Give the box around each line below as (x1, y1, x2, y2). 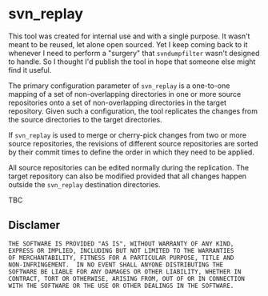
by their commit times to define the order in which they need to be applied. (8, 147, 254, 157)
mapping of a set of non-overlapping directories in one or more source (8, 89, 242, 98)
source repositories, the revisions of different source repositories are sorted (8, 138, 258, 148)
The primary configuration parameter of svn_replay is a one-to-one (8, 81, 230, 90)
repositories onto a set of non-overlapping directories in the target (8, 98, 226, 107)
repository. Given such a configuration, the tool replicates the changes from (8, 106, 258, 116)
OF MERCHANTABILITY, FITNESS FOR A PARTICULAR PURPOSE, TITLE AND (8, 254, 234, 262)
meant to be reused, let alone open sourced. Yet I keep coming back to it (8, 39, 248, 49)
